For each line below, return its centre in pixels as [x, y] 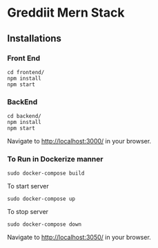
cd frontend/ [26, 72]
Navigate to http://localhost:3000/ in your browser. [79, 141]
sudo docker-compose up [41, 199]
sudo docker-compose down [44, 224]
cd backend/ [24, 116]
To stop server [28, 212]
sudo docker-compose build [46, 174]
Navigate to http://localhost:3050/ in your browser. [79, 238]
